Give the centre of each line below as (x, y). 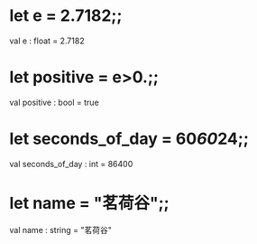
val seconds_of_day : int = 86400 (71, 164)
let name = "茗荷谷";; (89, 203)
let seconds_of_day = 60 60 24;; (129, 139)
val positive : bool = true (54, 102)
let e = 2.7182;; (66, 16)
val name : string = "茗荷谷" (61, 230)
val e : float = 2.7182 (47, 41)
